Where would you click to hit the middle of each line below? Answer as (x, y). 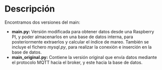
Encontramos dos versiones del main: (42, 22)
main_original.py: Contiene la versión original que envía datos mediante (84, 57)
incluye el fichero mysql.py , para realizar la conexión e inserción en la (81, 47)
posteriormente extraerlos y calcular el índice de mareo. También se (80, 42)
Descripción (30, 9)
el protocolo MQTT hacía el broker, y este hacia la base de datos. (77, 62)
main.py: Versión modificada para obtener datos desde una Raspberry (83, 31)
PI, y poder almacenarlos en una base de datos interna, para (72, 37)
